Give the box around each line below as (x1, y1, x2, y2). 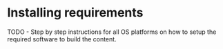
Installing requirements (7, 5, 144, 21)
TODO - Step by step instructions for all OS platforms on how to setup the (7, 28, 217, 36)
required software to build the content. (7, 35, 117, 43)
